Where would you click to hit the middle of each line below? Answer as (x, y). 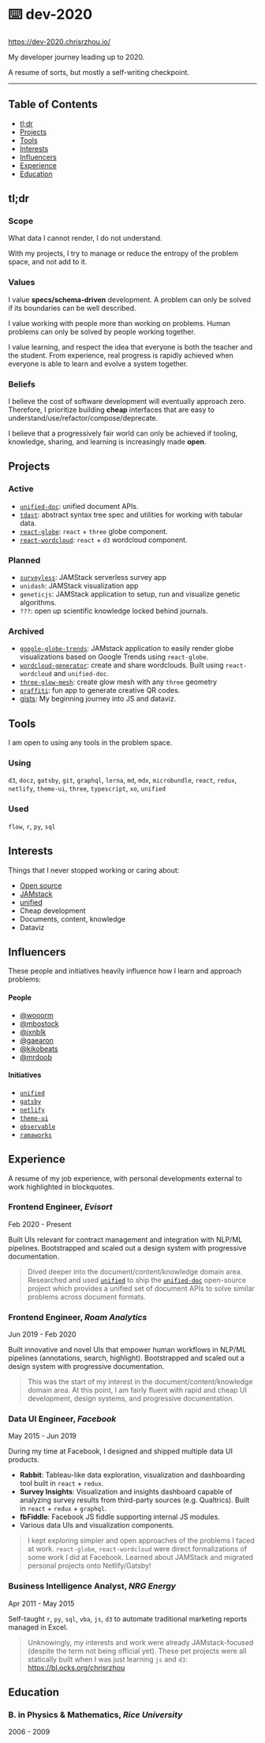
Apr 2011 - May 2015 (41, 1603)
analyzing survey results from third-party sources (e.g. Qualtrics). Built (134, 1500)
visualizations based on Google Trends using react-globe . (114, 657)
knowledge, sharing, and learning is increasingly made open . (107, 442)
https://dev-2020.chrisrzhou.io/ (59, 41)
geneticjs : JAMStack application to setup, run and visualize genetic (130, 594)
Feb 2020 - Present (40, 1224)
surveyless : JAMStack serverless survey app (93, 578)
